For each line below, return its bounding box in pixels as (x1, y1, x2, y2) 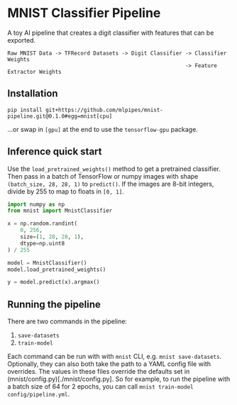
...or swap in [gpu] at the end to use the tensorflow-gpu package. (7, 125, 199, 133)
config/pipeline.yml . (7, 390, 70, 399)
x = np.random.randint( (7, 220, 78, 228)
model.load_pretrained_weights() (7, 266, 106, 273)
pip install (7, 106, 43, 113)
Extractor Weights (7, 68, 62, 75)
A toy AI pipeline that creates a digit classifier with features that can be (7, 28, 214, 37)
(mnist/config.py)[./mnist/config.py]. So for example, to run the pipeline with (7, 375, 231, 384)
